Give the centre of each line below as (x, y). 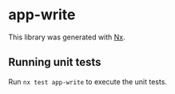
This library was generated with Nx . (67, 37)
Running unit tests (55, 62)
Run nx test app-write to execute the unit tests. (88, 81)
